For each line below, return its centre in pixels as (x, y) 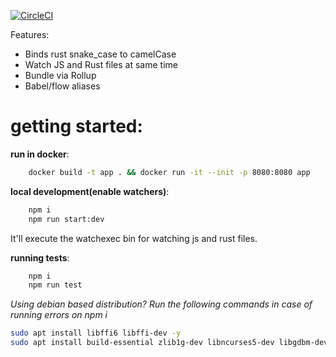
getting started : (76, 126)
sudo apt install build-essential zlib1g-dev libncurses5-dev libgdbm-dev (169, 343)
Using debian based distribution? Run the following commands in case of (161, 304)
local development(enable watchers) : (90, 191)
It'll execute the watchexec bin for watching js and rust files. (134, 238)
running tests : (40, 257)
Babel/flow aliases (62, 86)
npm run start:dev (66, 219)
